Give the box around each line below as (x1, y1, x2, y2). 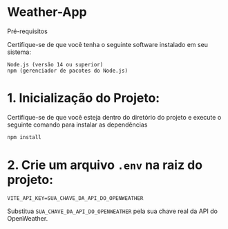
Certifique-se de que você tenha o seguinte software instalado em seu (7, 40, 209, 48)
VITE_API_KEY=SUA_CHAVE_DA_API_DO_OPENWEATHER (7, 194, 144, 201)
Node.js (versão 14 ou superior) (7, 61, 104, 68)
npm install (7, 134, 41, 140)
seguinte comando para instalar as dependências (7, 120, 148, 129)
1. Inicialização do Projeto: (7, 91, 160, 106)
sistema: (7, 48, 31, 56)
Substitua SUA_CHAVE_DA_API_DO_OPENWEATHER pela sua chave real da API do (7, 207, 218, 215)
